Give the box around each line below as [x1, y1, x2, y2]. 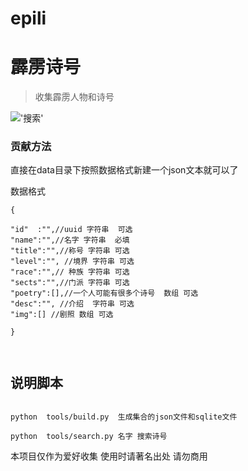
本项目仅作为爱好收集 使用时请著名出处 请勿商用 [10, 450, 208, 462]
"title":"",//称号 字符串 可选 [10, 246, 130, 256]
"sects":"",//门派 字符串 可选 [10, 278, 130, 288]
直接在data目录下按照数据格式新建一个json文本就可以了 [10, 164, 239, 176]
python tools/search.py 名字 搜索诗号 [10, 432, 168, 442]
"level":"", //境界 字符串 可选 [10, 257, 135, 267]
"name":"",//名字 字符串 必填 [10, 235, 130, 246]
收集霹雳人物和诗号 [34, 91, 115, 103]
